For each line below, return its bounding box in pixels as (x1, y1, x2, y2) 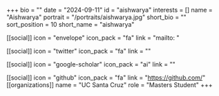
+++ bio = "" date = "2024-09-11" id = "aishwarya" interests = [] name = (6, 6, 213, 14)
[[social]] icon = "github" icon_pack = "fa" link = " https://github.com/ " (6, 73, 206, 82)
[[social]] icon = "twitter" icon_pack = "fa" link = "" (6, 47, 151, 55)
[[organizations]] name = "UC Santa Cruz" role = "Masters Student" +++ (6, 81, 213, 88)
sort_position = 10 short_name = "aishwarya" (6, 21, 135, 28)
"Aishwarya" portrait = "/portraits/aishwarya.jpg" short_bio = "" (6, 13, 187, 21)
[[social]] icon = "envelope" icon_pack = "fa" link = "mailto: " (6, 34, 180, 42)
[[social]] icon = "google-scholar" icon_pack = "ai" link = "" (6, 60, 175, 68)
